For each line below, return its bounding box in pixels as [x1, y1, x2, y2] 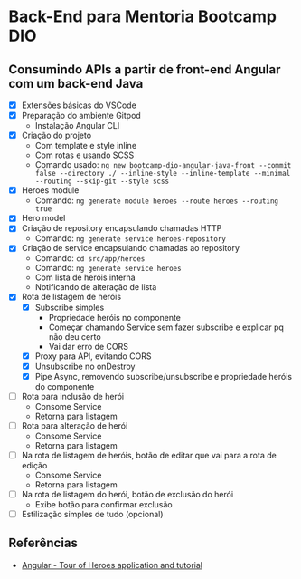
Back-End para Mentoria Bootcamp [8, 6, 277, 27]
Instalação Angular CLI [34, 121, 120, 131]
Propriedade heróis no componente [48, 312, 182, 323]
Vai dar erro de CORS [48, 341, 128, 352]
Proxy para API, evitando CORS [34, 351, 152, 362]
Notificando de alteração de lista [34, 282, 157, 293]
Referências [8, 536, 79, 551]
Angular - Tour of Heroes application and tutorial [21, 559, 203, 570]
